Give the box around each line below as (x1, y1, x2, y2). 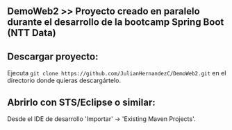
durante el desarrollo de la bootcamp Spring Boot (7, 17, 224, 28)
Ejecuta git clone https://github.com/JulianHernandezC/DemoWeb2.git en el (7, 69, 226, 77)
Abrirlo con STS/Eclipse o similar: (7, 96, 156, 108)
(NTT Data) (7, 27, 57, 39)
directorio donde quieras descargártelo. (7, 76, 122, 85)
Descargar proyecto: (7, 50, 99, 62)
